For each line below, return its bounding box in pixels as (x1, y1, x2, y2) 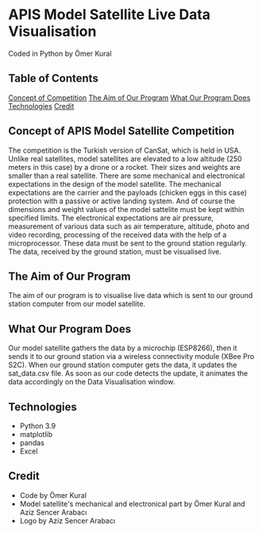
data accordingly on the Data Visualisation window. (8, 377, 175, 387)
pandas (19, 438, 45, 447)
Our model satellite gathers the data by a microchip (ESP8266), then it (8, 343, 237, 353)
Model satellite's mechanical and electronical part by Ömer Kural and (19, 499, 246, 508)
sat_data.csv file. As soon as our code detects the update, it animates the (8, 369, 249, 378)
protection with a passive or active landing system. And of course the (8, 196, 236, 206)
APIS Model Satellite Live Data (8, 6, 211, 24)
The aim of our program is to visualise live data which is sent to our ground (8, 291, 253, 300)
